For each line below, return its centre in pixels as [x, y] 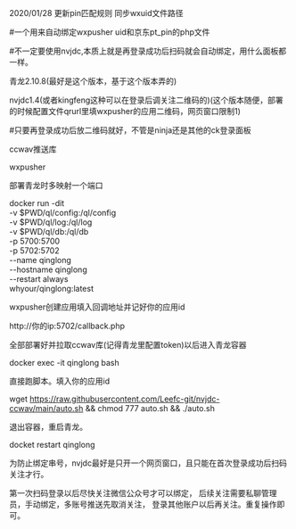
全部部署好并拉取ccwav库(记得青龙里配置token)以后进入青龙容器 [128, 345]
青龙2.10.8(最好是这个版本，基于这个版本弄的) [93, 81]
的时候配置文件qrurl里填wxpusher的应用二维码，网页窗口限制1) [125, 111]
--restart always [39, 279]
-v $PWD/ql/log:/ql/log [51, 222]
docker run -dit [37, 203]
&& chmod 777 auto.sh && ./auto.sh [150, 408]
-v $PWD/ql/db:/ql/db [49, 231]
